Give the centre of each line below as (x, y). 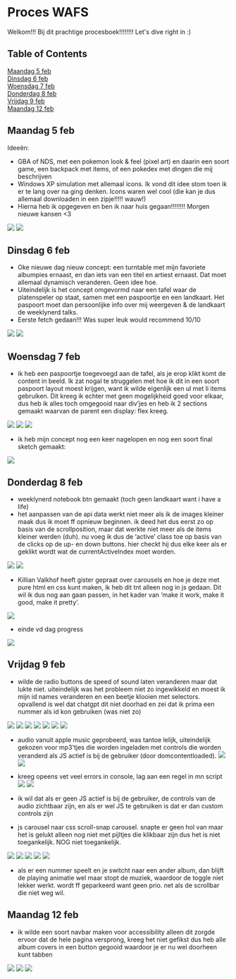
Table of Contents (48, 54)
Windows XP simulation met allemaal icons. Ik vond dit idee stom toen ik (122, 183)
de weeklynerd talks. (48, 312)
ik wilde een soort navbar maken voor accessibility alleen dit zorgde (116, 932)
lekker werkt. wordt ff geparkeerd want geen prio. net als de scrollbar (118, 885)
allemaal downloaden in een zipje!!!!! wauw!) (82, 199)
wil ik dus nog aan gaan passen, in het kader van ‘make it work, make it (120, 595)
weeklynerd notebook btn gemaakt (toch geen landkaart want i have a (119, 499)
